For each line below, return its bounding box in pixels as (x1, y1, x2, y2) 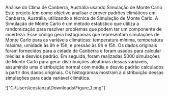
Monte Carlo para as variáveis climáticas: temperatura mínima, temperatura (5, 37, 163, 43)
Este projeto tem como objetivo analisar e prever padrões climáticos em (5, 10, 156, 16)
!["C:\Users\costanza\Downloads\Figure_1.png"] (5, 85, 105, 91)
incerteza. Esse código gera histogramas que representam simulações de (5, 32, 160, 37)
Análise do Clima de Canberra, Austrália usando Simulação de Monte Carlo (5, 5, 163, 10)
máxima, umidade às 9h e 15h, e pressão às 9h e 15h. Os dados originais (5, 42, 157, 48)
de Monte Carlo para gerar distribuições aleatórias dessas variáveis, (5, 59, 149, 64)
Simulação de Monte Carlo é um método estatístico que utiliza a (5, 20, 139, 27)
